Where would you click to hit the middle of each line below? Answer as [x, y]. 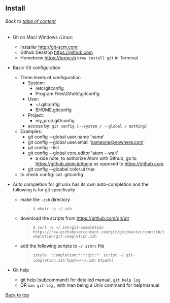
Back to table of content [30, 21]
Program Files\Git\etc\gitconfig [67, 93]
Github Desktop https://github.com [56, 52]
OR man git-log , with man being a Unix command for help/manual [90, 285]
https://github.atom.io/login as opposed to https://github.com [99, 163]
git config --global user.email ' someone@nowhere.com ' [86, 142]
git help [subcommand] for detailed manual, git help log [80, 280]
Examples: [31, 131]
